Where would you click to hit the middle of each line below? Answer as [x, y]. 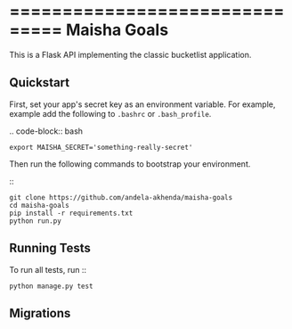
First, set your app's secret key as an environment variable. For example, [142, 104]
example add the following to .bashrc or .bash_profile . [110, 113]
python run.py [36, 221]
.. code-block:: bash [46, 131]
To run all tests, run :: [48, 269]
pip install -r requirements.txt [71, 213]
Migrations [40, 313]
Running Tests [50, 248]
